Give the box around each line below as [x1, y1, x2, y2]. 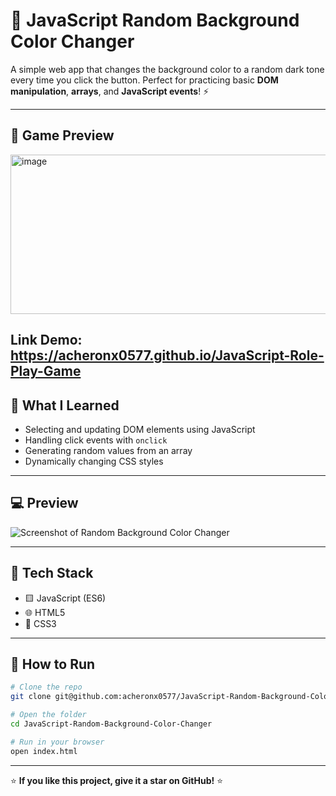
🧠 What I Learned [10, 397, 120, 414]
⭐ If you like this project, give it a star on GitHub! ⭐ [10, 774, 224, 786]
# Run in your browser [10, 737, 105, 747]
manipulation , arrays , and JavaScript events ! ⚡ [10, 85, 210, 97]
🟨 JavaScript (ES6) [24, 592, 107, 604]
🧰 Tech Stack [10, 565, 94, 582]
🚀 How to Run [10, 655, 96, 673]
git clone [10, 692, 52, 702]
